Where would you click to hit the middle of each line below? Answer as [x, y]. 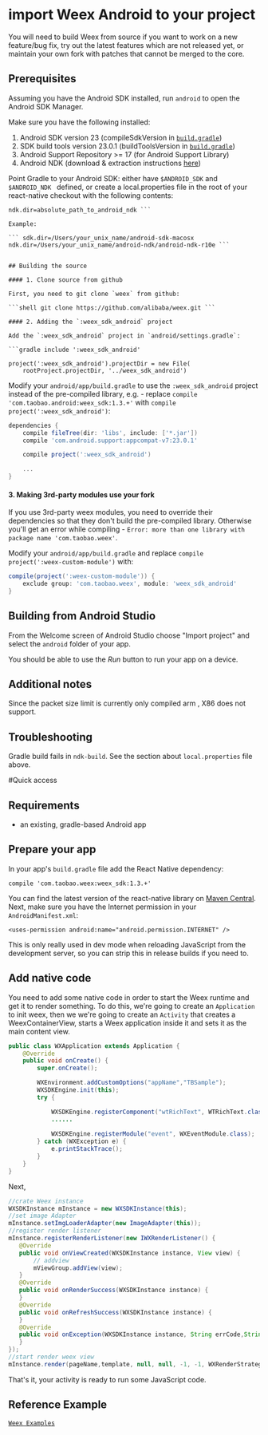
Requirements [44, 805]
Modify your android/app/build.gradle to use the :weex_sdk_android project [133, 385]
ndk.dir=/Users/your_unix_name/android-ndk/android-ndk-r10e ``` [119, 245]
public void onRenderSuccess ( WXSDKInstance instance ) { [114, 1291]
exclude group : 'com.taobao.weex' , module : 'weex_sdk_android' [130, 584]
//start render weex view [51, 1357]
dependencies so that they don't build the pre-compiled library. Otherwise [130, 521]
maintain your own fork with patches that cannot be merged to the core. [126, 53]
